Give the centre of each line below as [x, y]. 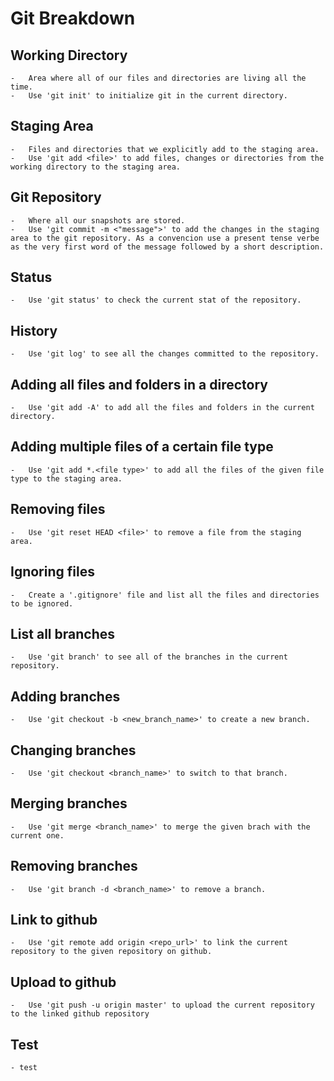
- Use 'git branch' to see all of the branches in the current [149, 657]
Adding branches [65, 696]
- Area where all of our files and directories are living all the [158, 78]
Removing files [58, 509]
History [34, 330]
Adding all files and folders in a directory [139, 384]
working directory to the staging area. [96, 167]
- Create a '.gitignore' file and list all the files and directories [165, 595]
